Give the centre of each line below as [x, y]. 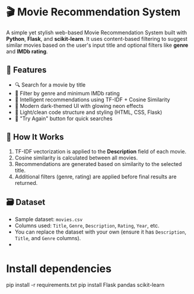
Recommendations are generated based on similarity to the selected [98, 164]
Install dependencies [59, 269]
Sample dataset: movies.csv [49, 219]
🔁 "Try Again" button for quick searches [63, 118]
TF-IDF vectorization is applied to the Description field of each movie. [101, 151]
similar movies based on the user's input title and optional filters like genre [97, 45]
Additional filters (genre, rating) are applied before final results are [96, 177]
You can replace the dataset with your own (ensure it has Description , [101, 232]
